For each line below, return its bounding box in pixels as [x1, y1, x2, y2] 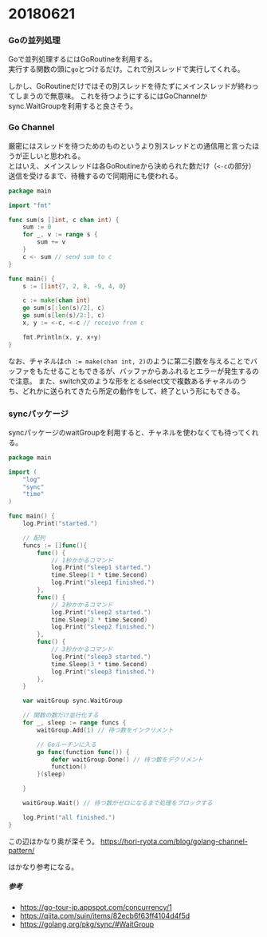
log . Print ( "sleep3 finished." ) [50, 668, 155, 676]
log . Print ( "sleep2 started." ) [50, 608, 151, 616]
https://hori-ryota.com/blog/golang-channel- [100, 836, 249, 846]
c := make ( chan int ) [22, 296, 91, 304]
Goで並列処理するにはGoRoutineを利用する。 [8, 54, 157, 64]
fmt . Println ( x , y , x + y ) [22, 333, 102, 341]
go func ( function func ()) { [37, 748, 130, 756]
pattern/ [8, 845, 35, 855]
